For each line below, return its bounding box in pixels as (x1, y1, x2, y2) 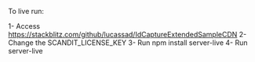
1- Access (8, 22, 41, 30)
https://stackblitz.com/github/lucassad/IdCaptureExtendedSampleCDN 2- (8, 30, 247, 39)
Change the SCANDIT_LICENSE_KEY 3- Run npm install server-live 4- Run (8, 38, 249, 47)
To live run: (8, 7, 45, 15)
